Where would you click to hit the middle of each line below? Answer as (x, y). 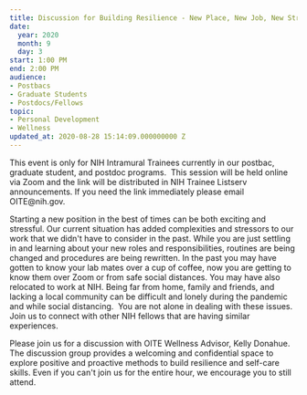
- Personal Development (55, 120)
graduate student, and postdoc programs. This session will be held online (149, 172)
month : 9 (34, 43)
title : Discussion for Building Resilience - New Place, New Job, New (147, 18)
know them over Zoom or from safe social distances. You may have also (145, 277)
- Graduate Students (49, 94)
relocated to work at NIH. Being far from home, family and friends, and (142, 286)
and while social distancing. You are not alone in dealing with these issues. (151, 306)
